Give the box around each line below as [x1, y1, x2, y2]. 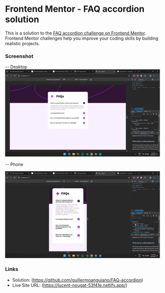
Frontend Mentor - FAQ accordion [5, 3, 145, 15]
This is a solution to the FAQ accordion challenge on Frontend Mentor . [5, 30, 146, 36]
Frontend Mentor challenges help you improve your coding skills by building [5, 35, 159, 41]
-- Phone [5, 161, 24, 167]
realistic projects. [5, 40, 40, 46]
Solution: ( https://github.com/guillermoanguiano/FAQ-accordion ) [12, 277, 143, 283]
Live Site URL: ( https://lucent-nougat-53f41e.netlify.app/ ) [12, 282, 128, 288]
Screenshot [5, 53, 33, 59]
